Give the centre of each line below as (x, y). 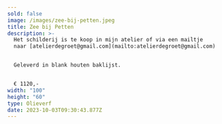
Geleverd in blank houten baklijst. (67, 65)
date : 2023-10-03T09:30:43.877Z (55, 110)
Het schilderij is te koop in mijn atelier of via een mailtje (108, 40)
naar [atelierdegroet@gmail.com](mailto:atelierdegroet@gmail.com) (115, 46)
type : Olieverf (30, 103)
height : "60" (26, 97)
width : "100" (26, 90)
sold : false (25, 14)
